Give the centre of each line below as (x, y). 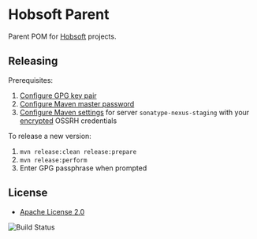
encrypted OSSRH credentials (68, 121)
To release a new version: (50, 136)
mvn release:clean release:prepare (78, 151)
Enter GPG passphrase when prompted (83, 168)
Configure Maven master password (77, 103)
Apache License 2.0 (52, 211)
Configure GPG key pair (58, 95)
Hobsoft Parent (59, 15)
